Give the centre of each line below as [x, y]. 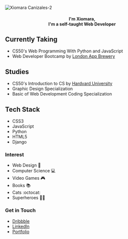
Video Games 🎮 [29, 178]
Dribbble [21, 221]
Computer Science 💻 [34, 171]
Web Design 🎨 [26, 165]
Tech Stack [22, 109]
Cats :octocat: [26, 192]
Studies [17, 72]
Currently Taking [31, 39]
